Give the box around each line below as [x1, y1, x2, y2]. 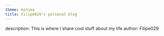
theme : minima [5, 7, 35, 12]
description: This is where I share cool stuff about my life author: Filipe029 [5, 25, 159, 31]
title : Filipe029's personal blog [5, 12, 78, 17]
